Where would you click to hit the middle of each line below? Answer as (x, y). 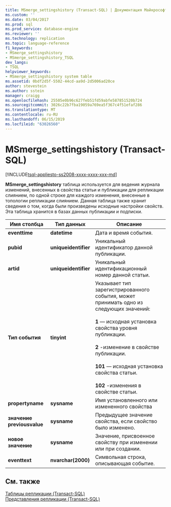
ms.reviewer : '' (22, 34)
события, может (115, 296)
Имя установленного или (126, 400)
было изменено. (115, 427)
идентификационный (121, 268)
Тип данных (70, 224)
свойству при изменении (126, 442)
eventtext (20, 460)
